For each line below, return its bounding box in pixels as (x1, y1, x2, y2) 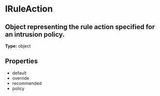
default (12, 70, 27, 76)
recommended (12, 80, 42, 86)
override (12, 75, 29, 81)
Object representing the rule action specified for (5, 23, 155, 31)
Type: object (5, 43, 31, 49)
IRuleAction (5, 3, 53, 15)
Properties (5, 57, 38, 65)
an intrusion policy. (5, 30, 65, 38)
